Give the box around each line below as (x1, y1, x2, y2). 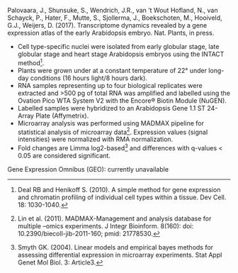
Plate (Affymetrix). (35, 111, 89, 120)
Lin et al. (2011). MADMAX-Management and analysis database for (17, 214, 212, 223)
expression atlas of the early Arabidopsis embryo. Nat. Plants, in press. (7, 28, 215, 37)
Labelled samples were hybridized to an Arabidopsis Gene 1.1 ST (17, 104, 206, 112)
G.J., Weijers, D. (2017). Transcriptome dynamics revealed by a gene (7, 21, 208, 29)
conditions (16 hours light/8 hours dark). (30, 74, 147, 82)
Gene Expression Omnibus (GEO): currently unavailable (7, 165, 169, 173)
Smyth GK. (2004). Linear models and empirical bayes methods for (17, 243, 214, 251)
